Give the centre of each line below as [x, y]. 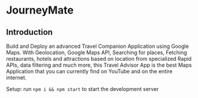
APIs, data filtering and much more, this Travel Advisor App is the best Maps [99, 65]
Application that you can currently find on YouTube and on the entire [89, 71]
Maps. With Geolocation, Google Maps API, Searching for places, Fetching [97, 53]
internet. [16, 78]
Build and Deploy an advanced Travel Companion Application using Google [98, 46]
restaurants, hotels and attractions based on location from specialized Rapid [99, 59]
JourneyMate [40, 10]
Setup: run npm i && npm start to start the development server [82, 89]
